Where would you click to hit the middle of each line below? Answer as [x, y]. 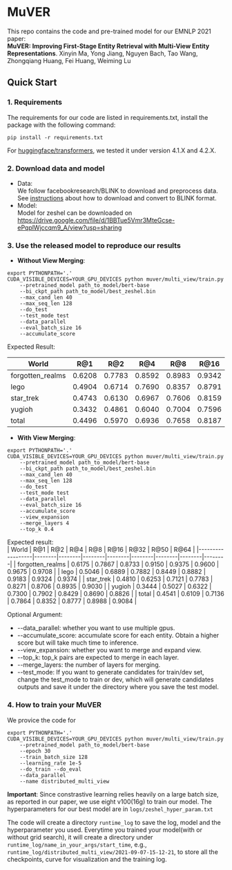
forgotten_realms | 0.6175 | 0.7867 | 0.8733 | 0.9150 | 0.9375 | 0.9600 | [118, 564]
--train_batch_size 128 [54, 757]
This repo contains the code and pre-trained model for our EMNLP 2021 [109, 31]
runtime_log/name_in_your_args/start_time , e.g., [77, 844]
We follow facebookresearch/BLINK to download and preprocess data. [118, 191]
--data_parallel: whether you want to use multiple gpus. [96, 628]
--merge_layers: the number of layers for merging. [89, 665]
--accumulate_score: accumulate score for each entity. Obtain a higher [118, 636]
